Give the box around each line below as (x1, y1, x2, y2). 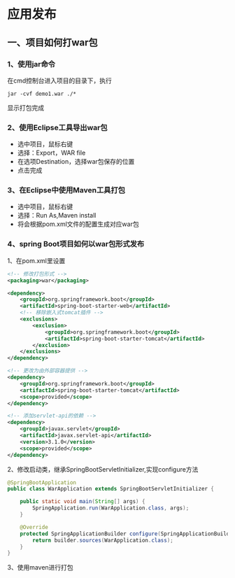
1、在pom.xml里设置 (7, 256, 66, 265)
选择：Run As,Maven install (17, 211, 97, 220)
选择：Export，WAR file (17, 148, 86, 157)
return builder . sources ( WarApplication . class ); (32, 537, 173, 544)
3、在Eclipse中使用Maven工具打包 (7, 185, 126, 195)
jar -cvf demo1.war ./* (7, 90, 77, 97)
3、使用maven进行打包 (7, 563, 73, 572)
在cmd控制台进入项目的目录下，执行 (7, 76, 112, 85)
